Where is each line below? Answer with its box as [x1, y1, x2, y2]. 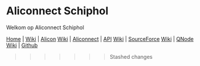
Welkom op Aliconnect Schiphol [6, 24, 85, 31]
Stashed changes [110, 53, 153, 60]
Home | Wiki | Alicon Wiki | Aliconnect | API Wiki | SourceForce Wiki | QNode [6, 35, 194, 42]
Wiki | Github [6, 42, 38, 49]
